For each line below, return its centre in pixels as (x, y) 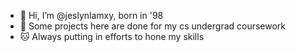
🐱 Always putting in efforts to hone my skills (112, 36)
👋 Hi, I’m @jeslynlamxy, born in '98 (91, 15)
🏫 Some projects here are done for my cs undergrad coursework (153, 26)
